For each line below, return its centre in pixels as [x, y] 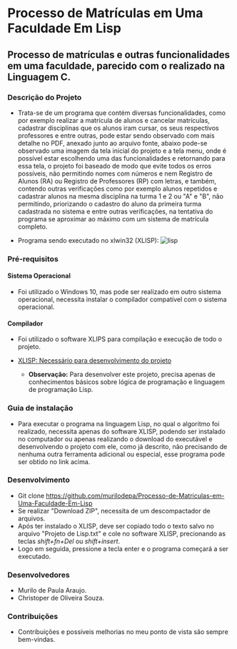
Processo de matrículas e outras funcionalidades [119, 55]
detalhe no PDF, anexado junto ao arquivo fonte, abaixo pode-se [112, 143]
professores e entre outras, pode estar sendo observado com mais [116, 135]
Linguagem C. [39, 77]
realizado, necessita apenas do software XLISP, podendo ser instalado [122, 431]
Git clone [31, 495]
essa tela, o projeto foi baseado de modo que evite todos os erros [115, 166]
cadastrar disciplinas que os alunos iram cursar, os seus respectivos [118, 128]
